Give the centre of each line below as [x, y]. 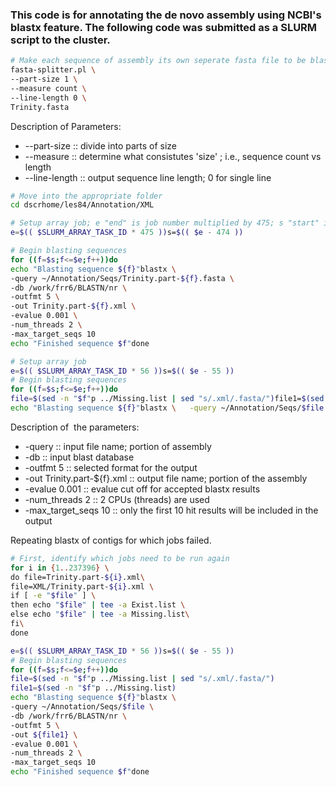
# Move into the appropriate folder [86, 196]
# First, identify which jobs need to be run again [120, 558]
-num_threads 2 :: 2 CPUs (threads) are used [117, 499]
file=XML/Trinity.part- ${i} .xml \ [82, 586]
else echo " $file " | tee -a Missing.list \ [100, 614]
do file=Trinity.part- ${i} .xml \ [77, 577]
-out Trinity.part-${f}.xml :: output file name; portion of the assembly [166, 478]
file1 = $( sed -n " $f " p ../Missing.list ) [93, 688]
